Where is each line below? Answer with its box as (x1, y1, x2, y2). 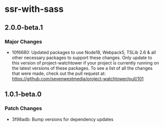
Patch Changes (4, 105, 42, 112)
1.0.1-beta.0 (4, 90, 42, 99)
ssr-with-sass (4, 3, 64, 15)
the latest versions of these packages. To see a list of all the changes (11, 65, 153, 71)
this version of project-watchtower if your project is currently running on (11, 60, 159, 65)
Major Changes (4, 38, 42, 45)
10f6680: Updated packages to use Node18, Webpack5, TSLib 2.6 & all (11, 49, 156, 55)
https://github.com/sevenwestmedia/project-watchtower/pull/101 (11, 75, 144, 81)
